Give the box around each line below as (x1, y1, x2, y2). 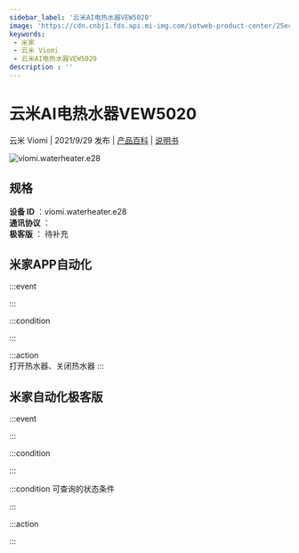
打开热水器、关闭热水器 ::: (9, 361, 105, 371)
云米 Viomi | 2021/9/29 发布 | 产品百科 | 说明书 (9, 134, 180, 145)
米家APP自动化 (9, 257, 92, 272)
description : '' (9, 63, 74, 72)
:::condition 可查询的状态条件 (9, 484, 116, 494)
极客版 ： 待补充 (9, 228, 69, 239)
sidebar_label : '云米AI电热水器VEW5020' (9, 12, 153, 22)
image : (9, 21, 34, 30)
